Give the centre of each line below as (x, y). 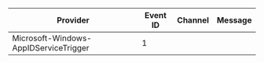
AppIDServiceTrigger (51, 48)
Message (234, 20)
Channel (193, 20)
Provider (73, 20)
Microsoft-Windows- (52, 38)
